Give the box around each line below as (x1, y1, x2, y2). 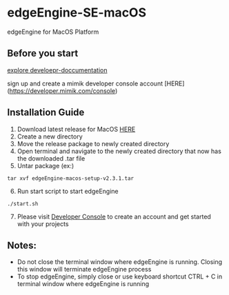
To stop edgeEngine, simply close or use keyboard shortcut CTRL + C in (17, 272, 223, 281)
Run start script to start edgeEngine (17, 187, 119, 195)
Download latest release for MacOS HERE (17, 125, 136, 133)
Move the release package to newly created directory (17, 139, 170, 147)
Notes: (7, 239, 37, 251)
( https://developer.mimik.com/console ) (7, 86, 118, 94)
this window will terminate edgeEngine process (17, 265, 152, 274)
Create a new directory (17, 132, 83, 141)
